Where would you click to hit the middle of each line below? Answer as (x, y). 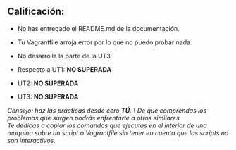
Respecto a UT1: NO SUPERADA (64, 69)
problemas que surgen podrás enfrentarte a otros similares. (94, 118)
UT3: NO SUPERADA (48, 96)
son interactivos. (32, 140)
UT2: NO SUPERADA (48, 83)
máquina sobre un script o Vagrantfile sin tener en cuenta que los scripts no (118, 132)
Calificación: (36, 12)
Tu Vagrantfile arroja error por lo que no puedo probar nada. (105, 42)
